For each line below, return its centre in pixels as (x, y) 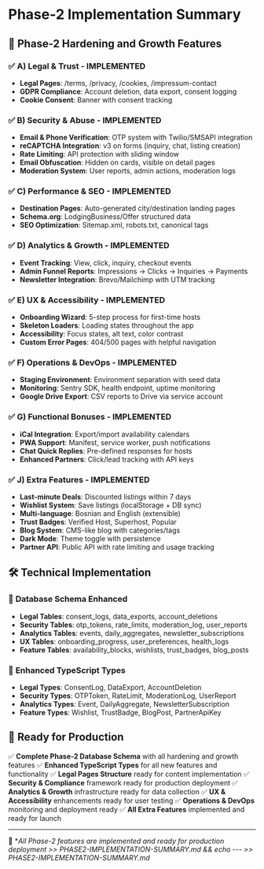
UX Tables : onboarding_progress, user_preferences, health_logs (124, 641)
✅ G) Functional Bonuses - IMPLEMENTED (90, 417)
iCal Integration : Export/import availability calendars (104, 434)
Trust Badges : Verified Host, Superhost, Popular (98, 522)
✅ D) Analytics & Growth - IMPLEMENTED (89, 246)
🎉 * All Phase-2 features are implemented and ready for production (116, 841)
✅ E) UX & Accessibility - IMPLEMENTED (87, 299)
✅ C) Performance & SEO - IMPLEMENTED (90, 191)
